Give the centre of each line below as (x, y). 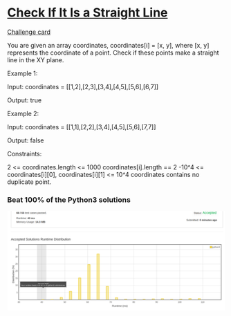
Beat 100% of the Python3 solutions (69, 200)
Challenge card (29, 32)
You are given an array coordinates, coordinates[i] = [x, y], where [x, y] (108, 45)
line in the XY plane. (36, 59)
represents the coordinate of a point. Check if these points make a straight (113, 53)
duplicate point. (29, 182)
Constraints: (25, 154)
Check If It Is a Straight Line (87, 13)
